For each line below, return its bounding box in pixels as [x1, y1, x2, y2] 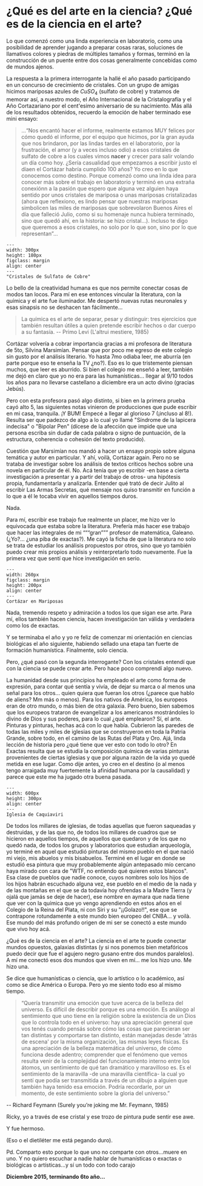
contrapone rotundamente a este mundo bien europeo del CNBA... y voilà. [6, 912, 191, 920]
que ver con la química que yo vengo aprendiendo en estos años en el [6, 900, 182, 907]
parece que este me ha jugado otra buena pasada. [6, 773, 132, 781]
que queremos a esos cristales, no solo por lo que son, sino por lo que [21, 223, 197, 231]
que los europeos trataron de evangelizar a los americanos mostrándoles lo [6, 708, 195, 716]
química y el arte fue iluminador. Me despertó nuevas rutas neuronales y [6, 297, 187, 304]
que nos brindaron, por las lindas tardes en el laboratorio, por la [21, 140, 181, 147]
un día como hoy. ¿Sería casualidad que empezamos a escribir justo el [21, 159, 197, 166]
